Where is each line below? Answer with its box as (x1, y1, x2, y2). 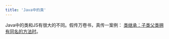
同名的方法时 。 (9, 28, 41, 34)
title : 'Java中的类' (5, 7, 47, 13)
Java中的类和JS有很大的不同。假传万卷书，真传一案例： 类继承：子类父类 (5, 22, 159, 28)
